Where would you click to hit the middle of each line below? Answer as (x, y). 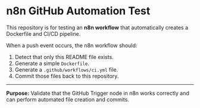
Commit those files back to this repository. (67, 76)
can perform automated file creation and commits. (68, 99)
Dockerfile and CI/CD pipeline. (43, 33)
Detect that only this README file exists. (64, 57)
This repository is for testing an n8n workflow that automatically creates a (97, 27)
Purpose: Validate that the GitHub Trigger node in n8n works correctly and (98, 93)
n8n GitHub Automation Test (78, 11)
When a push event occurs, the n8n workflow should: (72, 45)
